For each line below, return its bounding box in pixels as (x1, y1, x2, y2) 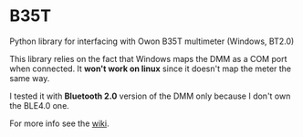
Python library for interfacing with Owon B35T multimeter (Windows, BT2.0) (9, 36, 295, 47)
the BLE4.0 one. (9, 100, 70, 111)
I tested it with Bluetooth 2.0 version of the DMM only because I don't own (9, 90, 291, 101)
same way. (9, 72, 50, 83)
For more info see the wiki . (9, 118, 110, 129)
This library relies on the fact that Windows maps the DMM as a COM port (9, 53, 287, 64)
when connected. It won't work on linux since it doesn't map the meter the (9, 63, 292, 74)
